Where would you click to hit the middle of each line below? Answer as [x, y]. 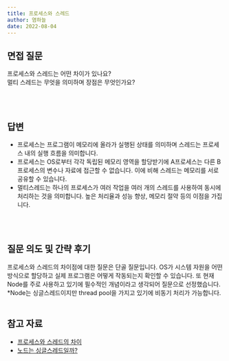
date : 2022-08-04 [32, 26]
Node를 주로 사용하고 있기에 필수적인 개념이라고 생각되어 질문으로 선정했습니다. [114, 284]
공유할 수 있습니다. [42, 179]
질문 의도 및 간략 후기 [49, 249]
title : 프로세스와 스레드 [39, 13]
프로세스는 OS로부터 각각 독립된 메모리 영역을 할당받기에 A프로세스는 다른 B [119, 162]
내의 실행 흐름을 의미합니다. [61, 153]
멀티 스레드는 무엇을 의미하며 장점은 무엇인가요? [71, 83]
